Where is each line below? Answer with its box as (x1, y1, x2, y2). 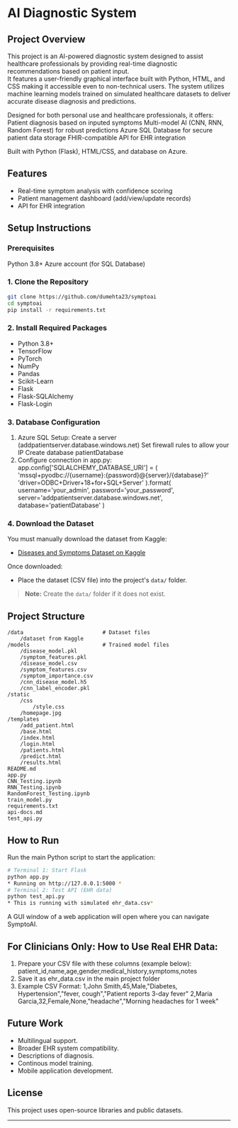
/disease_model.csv (20, 660, 78, 667)
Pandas (17, 369, 40, 378)
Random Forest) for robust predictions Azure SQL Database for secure (7, 126, 213, 134)
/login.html (20, 740, 55, 748)
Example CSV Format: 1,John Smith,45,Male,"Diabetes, (17, 982, 178, 990)
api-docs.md (7, 809, 42, 816)
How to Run (7, 834, 59, 846)
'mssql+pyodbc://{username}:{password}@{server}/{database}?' (17, 471, 209, 480)
